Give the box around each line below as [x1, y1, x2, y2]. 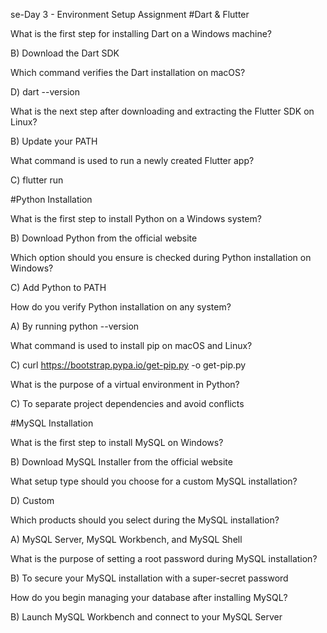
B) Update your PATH [10, 135, 98, 147]
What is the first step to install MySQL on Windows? [10, 437, 224, 448]
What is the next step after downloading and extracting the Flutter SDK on [10, 105, 315, 117]
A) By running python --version [10, 320, 140, 332]
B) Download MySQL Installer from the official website [10, 456, 233, 468]
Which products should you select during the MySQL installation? [10, 514, 280, 526]
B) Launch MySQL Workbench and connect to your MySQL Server [10, 611, 283, 623]
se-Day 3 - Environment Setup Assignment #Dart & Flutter [10, 9, 250, 20]
